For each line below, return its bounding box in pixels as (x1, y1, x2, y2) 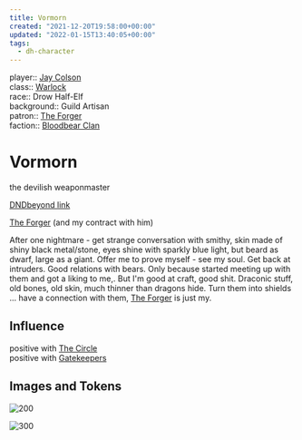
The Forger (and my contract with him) (9, 217, 154, 228)
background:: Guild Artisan (9, 101, 110, 112)
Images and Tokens (9, 378, 122, 395)
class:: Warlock (9, 82, 66, 93)
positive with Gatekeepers (9, 352, 107, 363)
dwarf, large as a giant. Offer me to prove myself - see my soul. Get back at (9, 254, 291, 265)
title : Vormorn (9, 13, 67, 23)
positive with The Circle (9, 342, 98, 354)
